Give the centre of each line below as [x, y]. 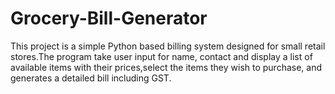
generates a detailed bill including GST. [91, 78]
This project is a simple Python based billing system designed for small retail [168, 46]
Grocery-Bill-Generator [109, 18]
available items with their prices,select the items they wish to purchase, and [166, 67]
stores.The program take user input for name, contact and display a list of [161, 56]
